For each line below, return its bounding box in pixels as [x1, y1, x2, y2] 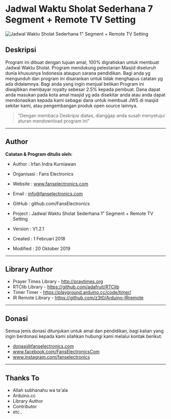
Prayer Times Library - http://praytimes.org [12, 279, 103, 285]
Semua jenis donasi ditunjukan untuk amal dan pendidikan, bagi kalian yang [5, 328, 164, 334]
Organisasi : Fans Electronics [12, 170, 74, 177]
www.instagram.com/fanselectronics [12, 354, 90, 360]
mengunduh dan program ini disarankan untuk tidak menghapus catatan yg [5, 75, 163, 82]
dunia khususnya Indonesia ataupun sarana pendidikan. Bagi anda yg [5, 70, 151, 76]
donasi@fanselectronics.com [12, 343, 74, 350]
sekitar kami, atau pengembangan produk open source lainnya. [5, 103, 138, 109]
